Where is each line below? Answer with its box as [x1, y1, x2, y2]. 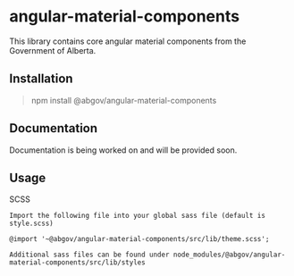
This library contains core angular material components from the [9, 36, 247, 46]
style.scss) [9, 219, 54, 229]
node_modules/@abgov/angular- [172, 250, 286, 260]
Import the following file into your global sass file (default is [9, 212, 266, 221]
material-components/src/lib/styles [9, 258, 146, 267]
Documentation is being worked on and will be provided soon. [9, 145, 238, 155]
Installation [9, 71, 73, 87]
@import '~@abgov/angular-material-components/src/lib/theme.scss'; [9, 235, 270, 244]
